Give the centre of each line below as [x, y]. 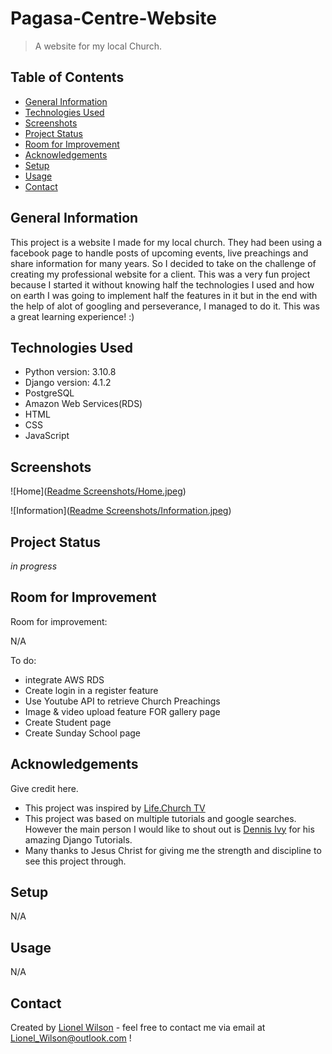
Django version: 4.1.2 [68, 383]
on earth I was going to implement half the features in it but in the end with [164, 295]
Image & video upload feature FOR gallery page [122, 711]
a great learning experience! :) [72, 316]
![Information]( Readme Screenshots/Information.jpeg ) [121, 511]
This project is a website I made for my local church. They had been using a [166, 242]
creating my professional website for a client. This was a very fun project [160, 274]
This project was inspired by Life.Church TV [115, 808]
